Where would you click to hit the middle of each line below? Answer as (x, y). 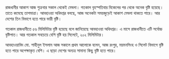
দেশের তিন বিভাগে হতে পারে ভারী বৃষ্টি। (34, 19)
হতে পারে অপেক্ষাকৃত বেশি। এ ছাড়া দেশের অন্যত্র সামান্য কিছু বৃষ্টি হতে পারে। (61, 51)
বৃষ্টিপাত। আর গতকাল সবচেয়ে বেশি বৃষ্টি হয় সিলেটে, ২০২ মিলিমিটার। (55, 35)
